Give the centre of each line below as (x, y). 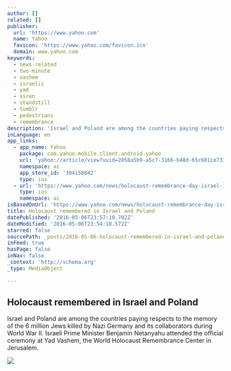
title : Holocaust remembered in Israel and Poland (81, 211)
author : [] (23, 13)
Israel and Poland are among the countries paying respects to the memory (112, 319)
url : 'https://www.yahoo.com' (56, 33)
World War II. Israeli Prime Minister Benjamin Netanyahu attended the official (115, 333)
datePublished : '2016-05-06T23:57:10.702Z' (70, 217)
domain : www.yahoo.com (46, 52)
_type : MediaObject (35, 268)
